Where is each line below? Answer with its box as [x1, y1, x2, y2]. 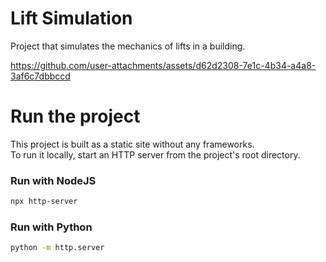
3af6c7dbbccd [10, 70, 71, 82]
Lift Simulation [10, 7, 133, 30]
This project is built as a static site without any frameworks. [10, 138, 255, 150]
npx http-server [10, 197, 78, 207]
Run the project [10, 105, 141, 128]
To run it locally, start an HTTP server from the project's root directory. [10, 148, 301, 161]
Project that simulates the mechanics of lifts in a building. [10, 40, 246, 52]
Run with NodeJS [10, 173, 97, 187]
